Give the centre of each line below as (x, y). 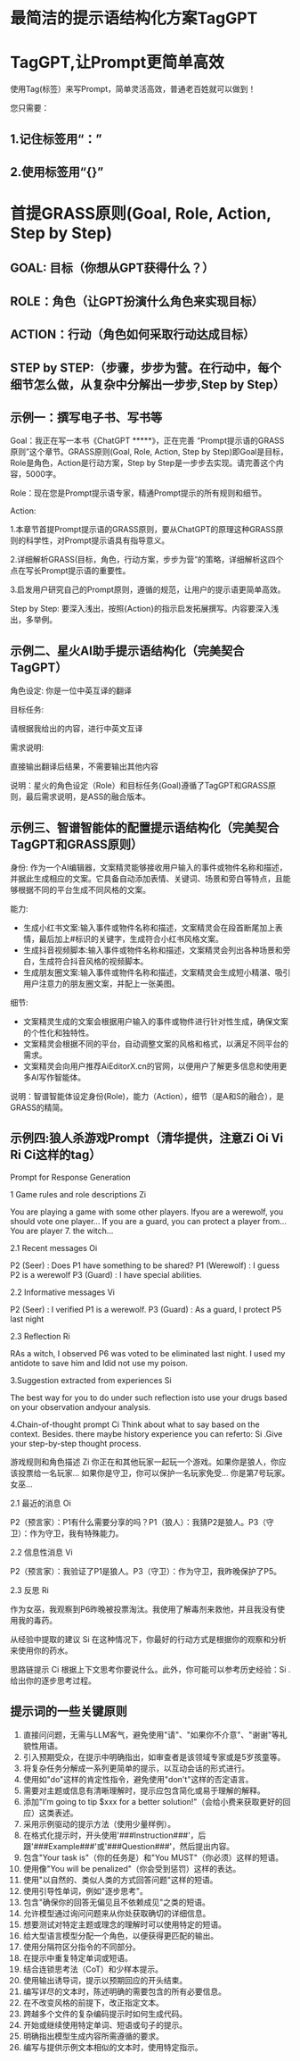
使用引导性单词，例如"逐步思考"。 (85, 1890)
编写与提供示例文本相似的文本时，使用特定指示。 (113, 2047)
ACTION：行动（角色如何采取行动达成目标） (133, 334)
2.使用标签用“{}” (57, 172)
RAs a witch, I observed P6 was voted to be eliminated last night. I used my (148, 1353)
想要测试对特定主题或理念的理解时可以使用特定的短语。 (124, 1924)
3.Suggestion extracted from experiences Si (91, 1380)
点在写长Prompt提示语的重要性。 (70, 571)
